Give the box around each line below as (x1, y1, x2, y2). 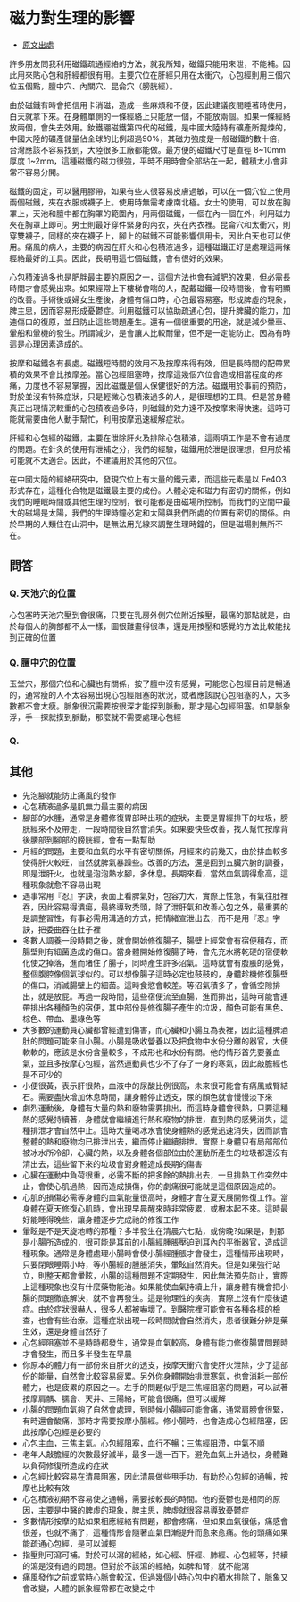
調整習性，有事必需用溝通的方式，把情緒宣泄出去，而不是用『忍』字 (29, 912, 281, 923)
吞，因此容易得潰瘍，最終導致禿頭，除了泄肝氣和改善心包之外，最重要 (21, 902, 281, 912)
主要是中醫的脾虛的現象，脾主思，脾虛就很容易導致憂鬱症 (37, 1505, 250, 1515)
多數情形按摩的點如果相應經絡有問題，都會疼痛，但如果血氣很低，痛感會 (21, 1515, 288, 1526)
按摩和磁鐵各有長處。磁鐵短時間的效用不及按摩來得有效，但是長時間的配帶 (9, 357, 283, 368)
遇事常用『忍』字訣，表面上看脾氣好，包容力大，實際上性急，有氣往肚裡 (21, 890, 288, 901)
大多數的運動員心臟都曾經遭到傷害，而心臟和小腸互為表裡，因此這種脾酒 (21, 1024, 288, 1035)
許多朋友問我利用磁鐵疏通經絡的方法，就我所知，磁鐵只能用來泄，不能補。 (9, 58, 283, 69)
